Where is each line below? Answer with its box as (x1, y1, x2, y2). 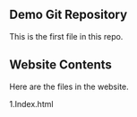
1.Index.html (9, 98, 54, 109)
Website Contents (9, 58, 112, 73)
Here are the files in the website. (9, 81, 130, 92)
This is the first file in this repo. (9, 31, 124, 41)
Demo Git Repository (9, 7, 128, 22)
